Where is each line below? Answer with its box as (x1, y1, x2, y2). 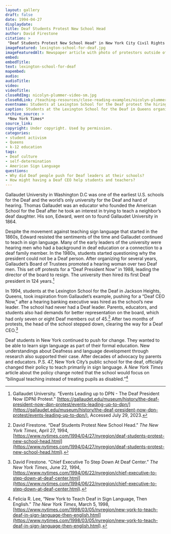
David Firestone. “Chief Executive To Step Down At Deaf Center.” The (12, 459, 158, 465)
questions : (5, 168, 28, 173)
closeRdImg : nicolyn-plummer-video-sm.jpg (5, 93, 97, 98)
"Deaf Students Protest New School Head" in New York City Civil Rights (7, 41, 165, 46)
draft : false (5, 12, 33, 17)
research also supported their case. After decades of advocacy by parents (5, 353, 162, 360)
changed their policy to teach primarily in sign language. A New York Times (5, 364, 163, 370)
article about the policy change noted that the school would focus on (5, 370, 150, 376)
